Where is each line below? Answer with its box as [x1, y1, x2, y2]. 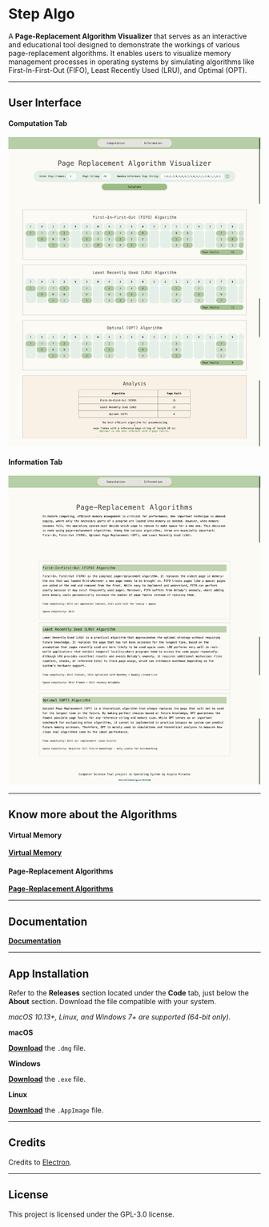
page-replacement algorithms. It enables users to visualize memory [8, 48, 231, 58]
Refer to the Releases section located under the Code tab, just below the [8, 987, 250, 998]
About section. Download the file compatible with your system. [8, 996, 217, 1006]
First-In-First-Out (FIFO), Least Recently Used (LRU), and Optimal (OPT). [8, 65, 247, 75]
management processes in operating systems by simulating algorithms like [8, 57, 255, 67]
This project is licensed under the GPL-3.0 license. [8, 1209, 175, 1219]
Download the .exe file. [8, 1074, 86, 1084]
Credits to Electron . [8, 1157, 72, 1167]
